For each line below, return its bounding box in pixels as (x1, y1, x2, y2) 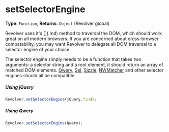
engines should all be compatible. (5, 72, 76, 78)
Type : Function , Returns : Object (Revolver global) (5, 20, 110, 26)
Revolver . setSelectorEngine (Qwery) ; (5, 120, 83, 125)
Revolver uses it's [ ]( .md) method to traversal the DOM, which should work (5, 30, 162, 36)
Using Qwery (5, 108, 34, 114)
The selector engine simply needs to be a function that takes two (5, 56, 142, 62)
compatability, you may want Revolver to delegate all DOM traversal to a (5, 41, 156, 47)
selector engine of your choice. (5, 46, 71, 52)
